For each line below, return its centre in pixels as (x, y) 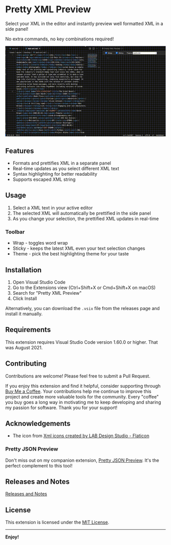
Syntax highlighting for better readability (55, 174)
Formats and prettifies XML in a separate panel (62, 163)
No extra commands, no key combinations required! (60, 39)
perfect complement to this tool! (39, 465)
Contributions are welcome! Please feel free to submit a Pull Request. (78, 376)
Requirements (28, 330)
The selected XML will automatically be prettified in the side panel (82, 213)
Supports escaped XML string (44, 179)
